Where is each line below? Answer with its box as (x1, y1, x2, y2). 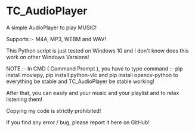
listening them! (6, 96, 43, 103)
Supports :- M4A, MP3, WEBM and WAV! (6, 35, 106, 42)
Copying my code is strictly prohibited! (6, 107, 101, 114)
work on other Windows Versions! (6, 53, 89, 60)
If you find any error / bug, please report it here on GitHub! (6, 118, 150, 126)
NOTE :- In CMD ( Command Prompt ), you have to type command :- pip (6, 65, 183, 72)
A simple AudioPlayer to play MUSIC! (6, 24, 97, 31)
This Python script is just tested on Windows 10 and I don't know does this (6, 47, 189, 54)
